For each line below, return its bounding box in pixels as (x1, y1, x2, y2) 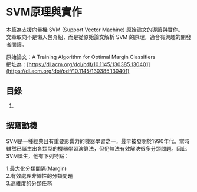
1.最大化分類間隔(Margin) (6, 165, 67, 172)
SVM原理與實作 (6, 5, 83, 19)
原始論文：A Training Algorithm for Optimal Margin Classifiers (6, 53, 156, 60)
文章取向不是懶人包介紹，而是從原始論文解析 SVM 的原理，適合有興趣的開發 (6, 33, 192, 40)
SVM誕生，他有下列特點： (6, 152, 70, 160)
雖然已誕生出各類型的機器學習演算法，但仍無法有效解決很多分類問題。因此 (6, 145, 187, 152)
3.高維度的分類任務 (6, 180, 52, 187)
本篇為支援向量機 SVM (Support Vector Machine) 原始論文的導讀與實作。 (6, 26, 183, 33)
